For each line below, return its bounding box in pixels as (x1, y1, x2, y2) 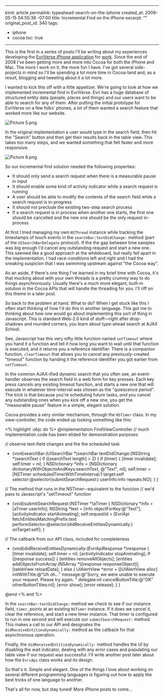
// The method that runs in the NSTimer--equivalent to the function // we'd (5, 486, 155, 492)
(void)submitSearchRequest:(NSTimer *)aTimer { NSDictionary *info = (12, 501, 153, 506)
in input (12, 178, 28, 184)
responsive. (5, 145, 29, 151)
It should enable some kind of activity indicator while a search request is (12, 184, 158, 189)
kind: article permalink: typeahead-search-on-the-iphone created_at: (5, 10, 144, 15)
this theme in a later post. (5, 291, 56, 296)
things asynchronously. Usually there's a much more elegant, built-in (5, 281, 143, 286)
